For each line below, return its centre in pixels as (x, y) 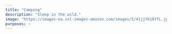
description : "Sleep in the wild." (43, 14)
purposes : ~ (18, 24)
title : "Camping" (24, 10)
